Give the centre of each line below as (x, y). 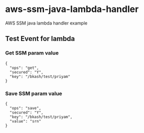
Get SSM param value (32, 53)
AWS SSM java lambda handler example (46, 23)
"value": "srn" (25, 121)
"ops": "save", (25, 108)
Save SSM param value (34, 93)
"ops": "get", (24, 68)
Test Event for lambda (40, 39)
